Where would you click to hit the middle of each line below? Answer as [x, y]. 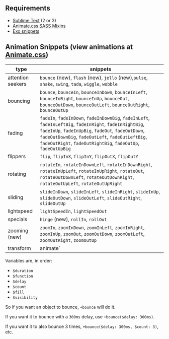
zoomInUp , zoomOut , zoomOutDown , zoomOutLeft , [92, 234]
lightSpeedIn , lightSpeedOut [73, 211]
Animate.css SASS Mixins [39, 26]
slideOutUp [53, 203]
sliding [16, 197]
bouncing [19, 101]
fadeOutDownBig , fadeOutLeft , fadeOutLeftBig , [94, 137]
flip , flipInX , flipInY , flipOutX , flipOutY [89, 156]
